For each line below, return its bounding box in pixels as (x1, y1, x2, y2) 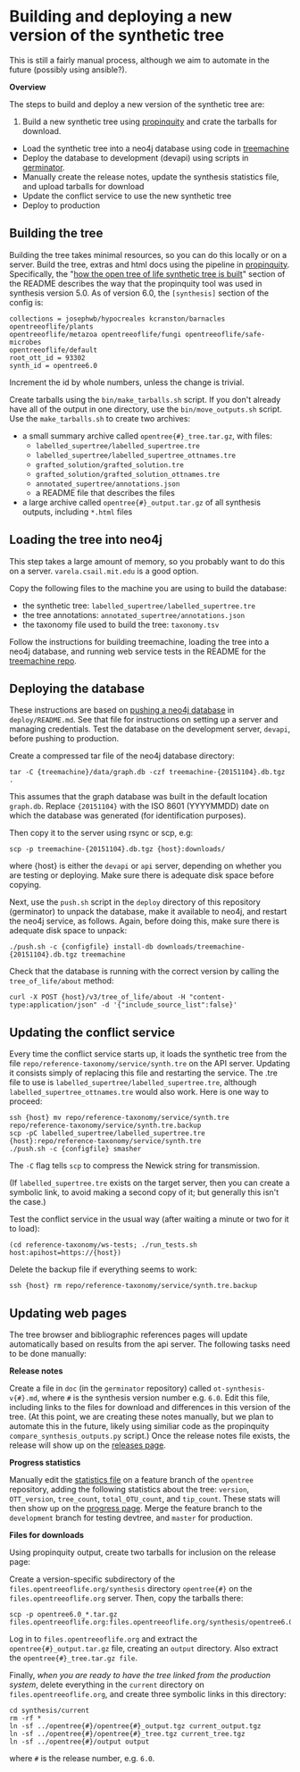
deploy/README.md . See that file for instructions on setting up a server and (9, 715, 279, 725)
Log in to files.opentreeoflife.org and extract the (9, 1634, 198, 1644)
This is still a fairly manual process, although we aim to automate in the (9, 54, 270, 65)
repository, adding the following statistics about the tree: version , (9, 1484, 250, 1494)
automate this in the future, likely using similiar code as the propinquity (9, 1421, 270, 1431)
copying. (9, 880, 42, 890)
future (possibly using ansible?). (9, 64, 128, 75)
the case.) (9, 1197, 46, 1208)
